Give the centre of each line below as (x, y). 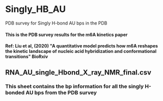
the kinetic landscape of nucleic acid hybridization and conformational (81, 51)
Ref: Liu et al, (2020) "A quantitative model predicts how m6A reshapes (82, 46)
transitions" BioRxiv (27, 56)
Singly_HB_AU (36, 9)
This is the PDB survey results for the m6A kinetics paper (66, 34)
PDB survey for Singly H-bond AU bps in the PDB (56, 23)
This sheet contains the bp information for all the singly (74, 86)
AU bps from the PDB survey (61, 92)
